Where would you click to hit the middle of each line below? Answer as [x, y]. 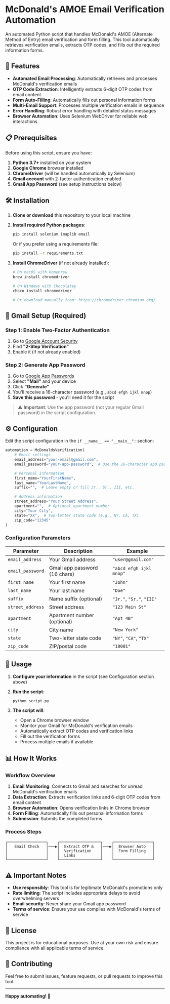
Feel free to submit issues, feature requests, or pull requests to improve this [84, 976]
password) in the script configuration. [57, 413]
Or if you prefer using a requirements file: [56, 244]
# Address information [38, 497]
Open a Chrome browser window [55, 720]
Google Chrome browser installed [48, 168]
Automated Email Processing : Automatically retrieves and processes [85, 78]
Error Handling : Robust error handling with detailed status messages [84, 110]
